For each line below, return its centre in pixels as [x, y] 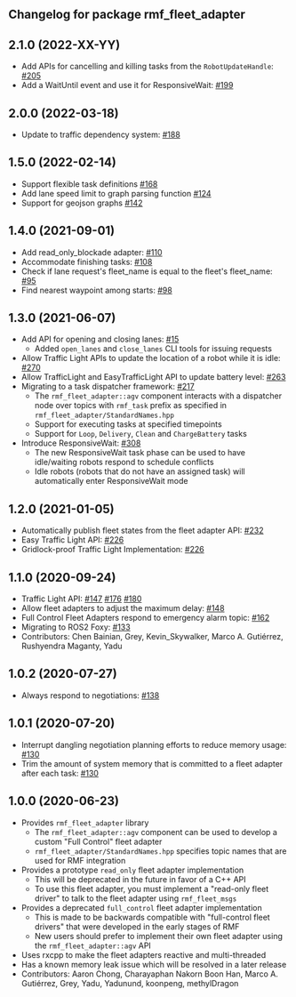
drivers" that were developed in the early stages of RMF [137, 926]
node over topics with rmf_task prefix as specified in [131, 406]
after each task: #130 [60, 773]
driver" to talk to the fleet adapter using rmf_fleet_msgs [136, 898]
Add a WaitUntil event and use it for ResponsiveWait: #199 [127, 85]
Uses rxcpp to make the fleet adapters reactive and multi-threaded [144, 954]
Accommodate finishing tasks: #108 [87, 261]
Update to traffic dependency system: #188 [101, 135]
